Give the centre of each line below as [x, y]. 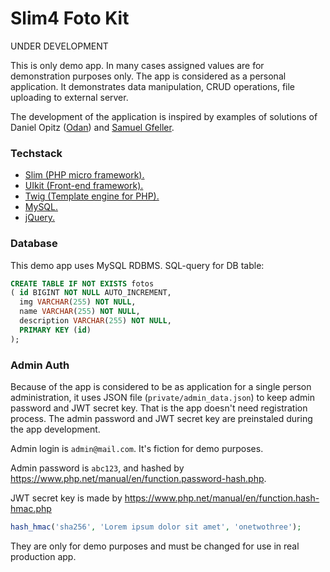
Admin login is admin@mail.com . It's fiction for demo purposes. [137, 448]
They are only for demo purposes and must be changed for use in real [155, 546]
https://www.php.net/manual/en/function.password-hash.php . [138, 478]
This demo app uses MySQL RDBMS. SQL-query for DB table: [137, 265]
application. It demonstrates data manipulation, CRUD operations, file [153, 86]
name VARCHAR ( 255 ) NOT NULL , [80, 312]
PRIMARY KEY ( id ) [55, 330]
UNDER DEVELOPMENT [59, 46]
